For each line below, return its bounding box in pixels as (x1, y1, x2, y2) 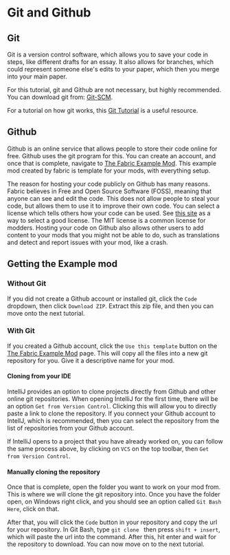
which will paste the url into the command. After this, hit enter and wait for (7, 533, 216, 541)
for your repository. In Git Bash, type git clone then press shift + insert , (7, 525, 221, 534)
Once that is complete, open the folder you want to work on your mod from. (7, 483, 221, 491)
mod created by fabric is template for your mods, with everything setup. (7, 166, 211, 175)
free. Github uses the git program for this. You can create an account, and (7, 151, 216, 160)
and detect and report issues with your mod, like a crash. (7, 238, 168, 246)
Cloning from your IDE (7, 372, 71, 380)
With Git (7, 326, 36, 336)
